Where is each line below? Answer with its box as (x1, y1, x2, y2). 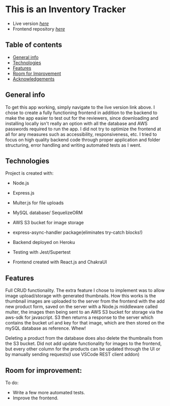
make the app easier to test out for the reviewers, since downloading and (5, 115, 159, 121)
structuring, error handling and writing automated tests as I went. (5, 142, 141, 148)
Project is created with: (5, 170, 54, 176)
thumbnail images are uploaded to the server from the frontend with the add (5, 298, 165, 304)
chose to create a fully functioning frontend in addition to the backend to (5, 110, 158, 116)
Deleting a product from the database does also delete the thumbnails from (5, 335, 163, 341)
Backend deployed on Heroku (12, 239, 75, 246)
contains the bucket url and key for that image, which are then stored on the (5, 320, 164, 326)
